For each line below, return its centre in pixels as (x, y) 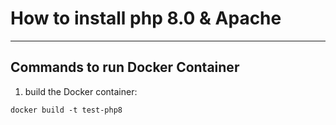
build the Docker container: (81, 91)
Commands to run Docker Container (125, 67)
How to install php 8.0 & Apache (146, 18)
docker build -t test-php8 (66, 110)
